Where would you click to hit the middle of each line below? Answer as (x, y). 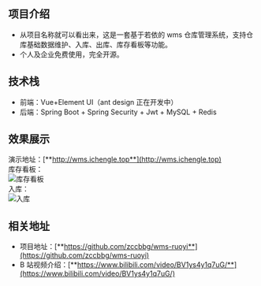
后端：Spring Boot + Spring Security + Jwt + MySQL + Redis (118, 112)
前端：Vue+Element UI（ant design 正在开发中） (99, 102)
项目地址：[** (42, 247)
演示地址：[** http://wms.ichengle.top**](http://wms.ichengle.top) (115, 159)
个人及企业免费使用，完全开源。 (71, 54)
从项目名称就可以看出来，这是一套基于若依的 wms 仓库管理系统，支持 (133, 35)
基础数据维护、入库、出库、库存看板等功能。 (99, 44)
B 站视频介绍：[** (48, 265)
